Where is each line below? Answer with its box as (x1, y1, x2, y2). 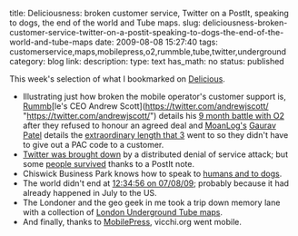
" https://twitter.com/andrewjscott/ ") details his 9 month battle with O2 (22, 111, 284, 121)
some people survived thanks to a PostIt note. (22, 159, 195, 169)
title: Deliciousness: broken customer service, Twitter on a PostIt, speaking (9, 8, 289, 18)
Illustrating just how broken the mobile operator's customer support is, (22, 91, 286, 102)
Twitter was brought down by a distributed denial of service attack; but (22, 149, 289, 160)
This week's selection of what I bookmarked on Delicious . (9, 74, 225, 84)
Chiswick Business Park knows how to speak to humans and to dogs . (22, 168, 283, 179)
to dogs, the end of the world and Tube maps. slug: (9, 17, 202, 28)
